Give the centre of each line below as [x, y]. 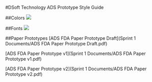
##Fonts [14, 28]
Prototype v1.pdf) [23, 59]
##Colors [15, 18]
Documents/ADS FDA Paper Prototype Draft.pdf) [56, 44]
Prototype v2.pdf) [24, 74]
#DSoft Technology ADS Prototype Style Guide [55, 7]
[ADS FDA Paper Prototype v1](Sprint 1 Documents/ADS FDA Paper [76, 53]
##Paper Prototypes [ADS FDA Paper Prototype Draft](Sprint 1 [71, 38]
